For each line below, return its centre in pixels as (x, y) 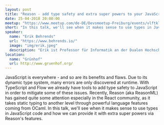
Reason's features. (24, 119)
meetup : (13, 23)
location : (15, 55)
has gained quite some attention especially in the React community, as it (78, 98)
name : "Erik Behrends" (32, 37)
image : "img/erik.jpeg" (33, 46)
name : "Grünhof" (26, 59)
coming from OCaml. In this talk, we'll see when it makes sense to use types (82, 108)
